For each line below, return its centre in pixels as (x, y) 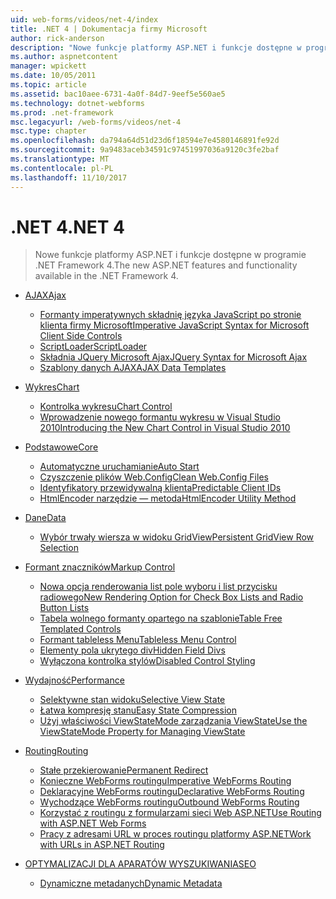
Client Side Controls (81, 336)
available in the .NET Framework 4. (106, 276)
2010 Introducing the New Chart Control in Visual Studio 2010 (165, 428)
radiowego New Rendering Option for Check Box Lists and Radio (171, 597)
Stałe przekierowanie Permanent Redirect (124, 770)
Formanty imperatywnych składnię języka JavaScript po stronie (170, 315)
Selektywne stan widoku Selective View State (132, 700)
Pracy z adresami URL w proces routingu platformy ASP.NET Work (175, 834)
